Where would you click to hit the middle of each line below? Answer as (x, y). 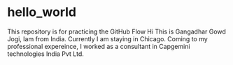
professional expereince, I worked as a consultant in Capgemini (99, 46)
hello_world (42, 12)
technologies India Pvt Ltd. (45, 54)
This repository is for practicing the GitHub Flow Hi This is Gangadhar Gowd (116, 31)
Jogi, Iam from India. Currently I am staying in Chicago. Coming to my (107, 38)
